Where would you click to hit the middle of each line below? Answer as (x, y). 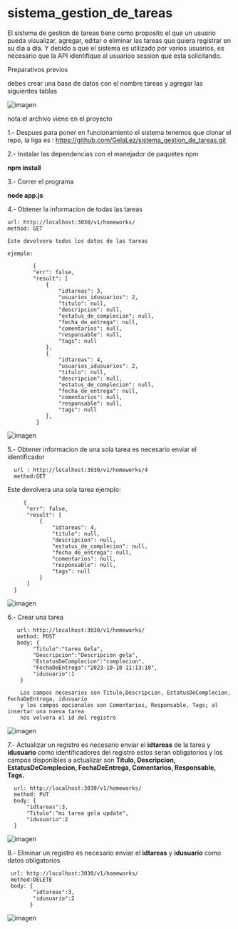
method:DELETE (31, 880)
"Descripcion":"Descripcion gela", (86, 655)
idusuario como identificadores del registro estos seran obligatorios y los (115, 752)
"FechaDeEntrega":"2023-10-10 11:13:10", (95, 668)
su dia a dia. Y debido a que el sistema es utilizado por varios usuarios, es (116, 48)
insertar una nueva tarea (46, 711)
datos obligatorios (34, 860)
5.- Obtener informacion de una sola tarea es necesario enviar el (102, 449)
